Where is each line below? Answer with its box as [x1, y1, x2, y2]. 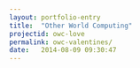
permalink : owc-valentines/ [9, 37, 113, 47]
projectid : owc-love [9, 29, 86, 38]
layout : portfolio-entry [9, 12, 101, 22]
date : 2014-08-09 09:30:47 [9, 46, 117, 55]
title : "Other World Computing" [9, 21, 133, 30]
